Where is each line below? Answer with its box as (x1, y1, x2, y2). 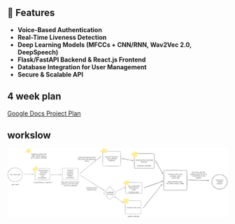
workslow (7, 129, 51, 141)
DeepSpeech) (17, 48, 59, 56)
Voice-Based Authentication (17, 25, 103, 34)
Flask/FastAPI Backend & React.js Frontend (17, 55, 146, 64)
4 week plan (7, 90, 62, 102)
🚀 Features (7, 7, 55, 19)
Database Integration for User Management (17, 62, 147, 71)
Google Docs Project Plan (7, 109, 82, 118)
